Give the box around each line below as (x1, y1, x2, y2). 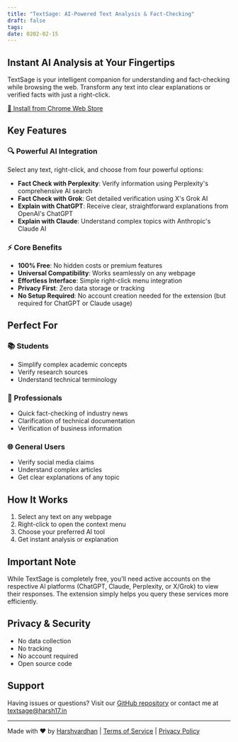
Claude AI (17, 224, 47, 233)
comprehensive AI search (17, 186, 93, 195)
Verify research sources (17, 367, 89, 376)
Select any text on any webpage (17, 513, 112, 521)
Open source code (17, 659, 72, 667)
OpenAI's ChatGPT (17, 209, 73, 217)
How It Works (7, 493, 69, 506)
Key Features (7, 125, 67, 137)
